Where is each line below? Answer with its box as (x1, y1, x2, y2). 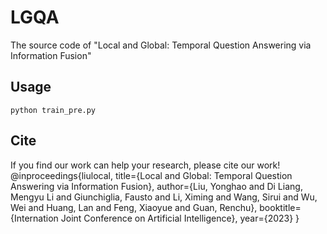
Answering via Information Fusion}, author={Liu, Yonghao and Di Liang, (10, 180, 303, 192)
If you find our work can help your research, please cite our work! (10, 159, 281, 171)
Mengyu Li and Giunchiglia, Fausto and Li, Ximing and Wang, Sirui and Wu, (10, 191, 318, 203)
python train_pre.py (10, 105, 97, 115)
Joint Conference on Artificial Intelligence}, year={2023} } (60, 212, 300, 224)
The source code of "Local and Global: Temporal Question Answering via (10, 39, 312, 51)
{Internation (10, 212, 59, 224)
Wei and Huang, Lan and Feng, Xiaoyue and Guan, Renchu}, (10, 201, 258, 213)
